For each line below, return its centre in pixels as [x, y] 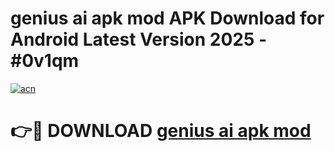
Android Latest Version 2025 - [139, 39]
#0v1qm [45, 61]
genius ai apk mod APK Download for [167, 18]
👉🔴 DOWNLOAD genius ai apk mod [161, 131]
